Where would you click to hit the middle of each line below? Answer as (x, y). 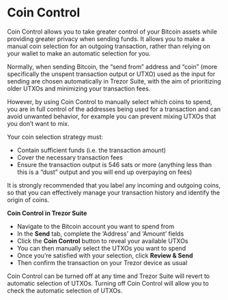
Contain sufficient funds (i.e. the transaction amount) (91, 150)
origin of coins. (28, 199)
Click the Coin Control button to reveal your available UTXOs (103, 240)
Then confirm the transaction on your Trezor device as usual (102, 262)
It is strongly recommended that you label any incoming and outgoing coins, (114, 185)
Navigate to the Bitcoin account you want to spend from (96, 226)
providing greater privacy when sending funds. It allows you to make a (106, 38)
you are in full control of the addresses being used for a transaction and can (114, 109)
